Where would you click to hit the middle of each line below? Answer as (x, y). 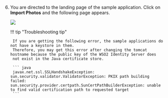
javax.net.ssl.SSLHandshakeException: (54, 72)
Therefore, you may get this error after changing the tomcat (80, 50)
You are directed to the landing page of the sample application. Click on (85, 7)
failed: (18, 81)
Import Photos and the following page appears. (60, 13)
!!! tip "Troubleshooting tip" (38, 32)
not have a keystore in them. (42, 45)
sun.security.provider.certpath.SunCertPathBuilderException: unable (86, 85)
